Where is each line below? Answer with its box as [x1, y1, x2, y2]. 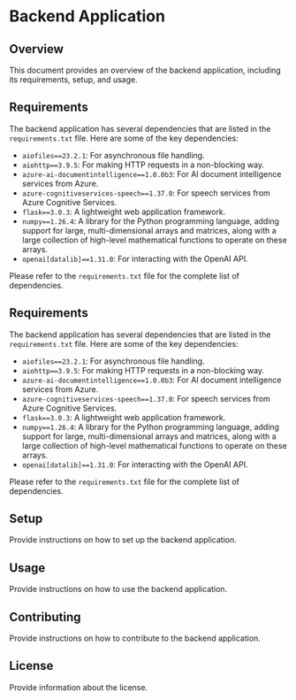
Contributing [9, 609, 81, 625]
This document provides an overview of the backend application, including [9, 65, 281, 75]
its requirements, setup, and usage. [9, 74, 139, 85]
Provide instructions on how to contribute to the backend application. [9, 633, 261, 643]
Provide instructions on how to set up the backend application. [9, 535, 237, 545]
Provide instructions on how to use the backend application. [9, 584, 228, 595]
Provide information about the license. [9, 681, 148, 692]
